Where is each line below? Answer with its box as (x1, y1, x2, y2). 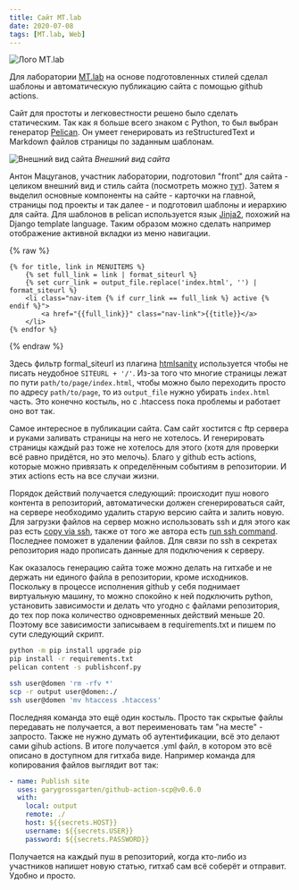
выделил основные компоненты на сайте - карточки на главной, (9, 190, 256, 201)
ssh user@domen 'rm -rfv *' (9, 679, 114, 688)
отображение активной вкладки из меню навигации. (9, 228, 212, 239)
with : (17, 793, 38, 802)
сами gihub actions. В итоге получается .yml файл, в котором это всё (9, 740, 272, 751)
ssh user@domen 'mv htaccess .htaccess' (9, 695, 162, 705)
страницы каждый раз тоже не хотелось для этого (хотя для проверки (9, 442, 279, 453)
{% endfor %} (9, 326, 58, 335)
